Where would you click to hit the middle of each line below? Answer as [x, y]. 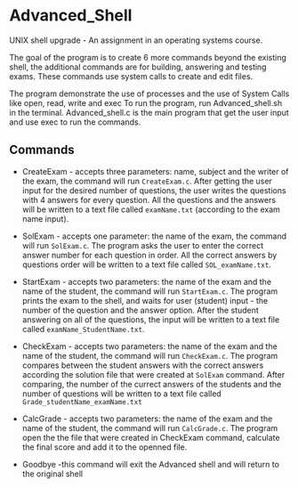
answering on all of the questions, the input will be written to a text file [151, 319]
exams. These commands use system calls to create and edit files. [131, 76]
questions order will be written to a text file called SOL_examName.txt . [146, 264]
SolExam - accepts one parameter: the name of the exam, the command [154, 236]
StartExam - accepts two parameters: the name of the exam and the [147, 281]
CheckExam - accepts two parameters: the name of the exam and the [149, 346]
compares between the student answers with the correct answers [143, 365]
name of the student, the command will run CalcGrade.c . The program [150, 427]
